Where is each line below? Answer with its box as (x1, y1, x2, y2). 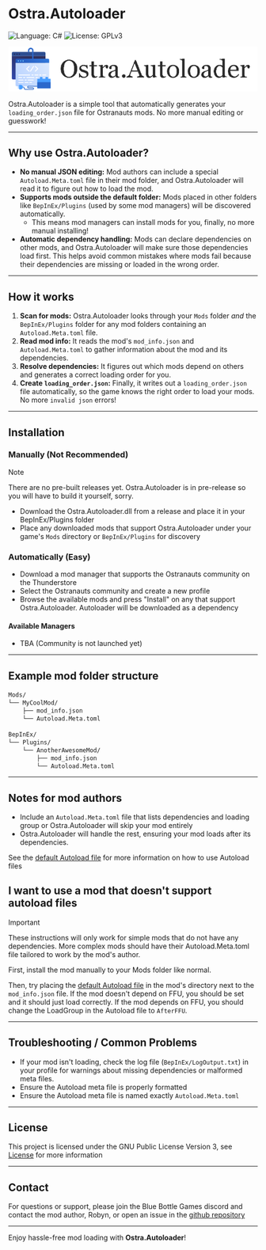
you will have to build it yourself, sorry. (8, 491, 135, 500)
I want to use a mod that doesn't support (8, 884, 212, 898)
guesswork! (8, 116, 47, 125)
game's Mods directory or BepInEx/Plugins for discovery (19, 531, 200, 541)
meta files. (19, 1073, 55, 1083)
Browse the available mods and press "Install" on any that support (19, 595, 236, 604)
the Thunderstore (19, 578, 78, 587)
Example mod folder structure (8, 669, 159, 682)
